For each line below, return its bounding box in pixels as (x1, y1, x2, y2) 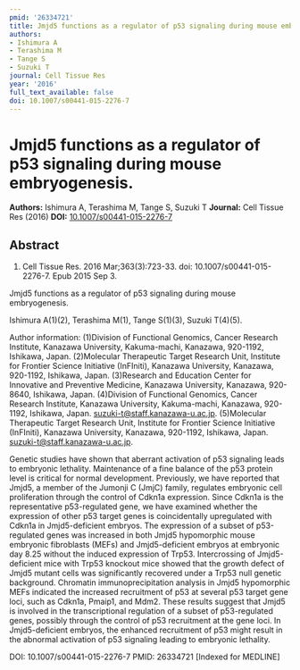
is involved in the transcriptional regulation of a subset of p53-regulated (9, 606, 274, 616)
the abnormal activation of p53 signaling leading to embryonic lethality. (9, 634, 271, 645)
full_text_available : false (9, 88, 114, 96)
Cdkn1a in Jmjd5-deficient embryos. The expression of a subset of (9, 520, 254, 532)
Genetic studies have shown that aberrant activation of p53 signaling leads (9, 454, 285, 465)
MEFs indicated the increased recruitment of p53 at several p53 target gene (9, 587, 288, 598)
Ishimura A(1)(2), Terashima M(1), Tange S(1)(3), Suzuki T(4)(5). (9, 314, 243, 326)
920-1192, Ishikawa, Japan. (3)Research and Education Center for (9, 370, 252, 381)
